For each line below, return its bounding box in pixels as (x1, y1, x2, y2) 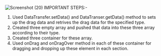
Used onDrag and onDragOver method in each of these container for (12, 40, 152, 46)
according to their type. (12, 30, 60, 35)
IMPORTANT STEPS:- (44, 5, 87, 10)
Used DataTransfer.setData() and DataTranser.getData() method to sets (12, 14, 156, 20)
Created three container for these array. (12, 35, 93, 41)
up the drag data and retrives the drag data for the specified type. (12, 20, 146, 25)
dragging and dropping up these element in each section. (12, 46, 129, 51)
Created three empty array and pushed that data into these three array (12, 25, 155, 30)
